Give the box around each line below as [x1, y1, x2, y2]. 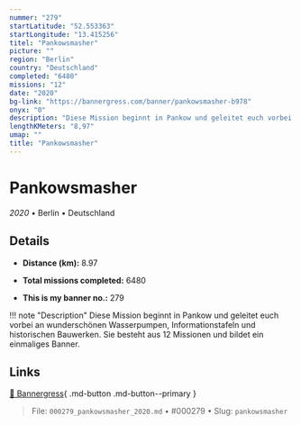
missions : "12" [9, 80, 67, 89]
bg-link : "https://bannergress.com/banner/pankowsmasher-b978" [9, 96, 252, 106]
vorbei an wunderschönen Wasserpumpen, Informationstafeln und [9, 319, 256, 330]
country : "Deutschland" [9, 64, 99, 73]
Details [9, 233, 50, 249]
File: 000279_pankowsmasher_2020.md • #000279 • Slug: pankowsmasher [31, 406, 288, 417]
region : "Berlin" [9, 55, 75, 64]
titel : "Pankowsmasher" [9, 38, 99, 48]
